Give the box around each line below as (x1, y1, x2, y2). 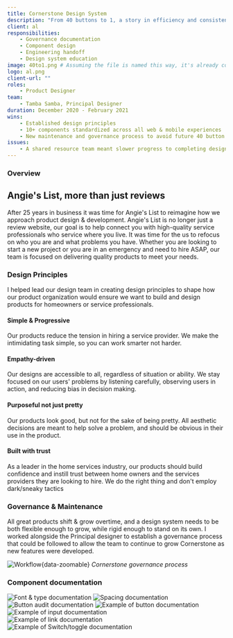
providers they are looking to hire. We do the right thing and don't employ (7, 476, 217, 485)
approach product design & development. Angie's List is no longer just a (7, 216, 214, 224)
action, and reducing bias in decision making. (7, 385, 137, 393)
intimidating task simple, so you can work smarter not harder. (7, 339, 182, 347)
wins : (7, 113, 23, 120)
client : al (7, 23, 39, 30)
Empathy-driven (7, 354, 55, 363)
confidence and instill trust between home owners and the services (7, 469, 200, 478)
